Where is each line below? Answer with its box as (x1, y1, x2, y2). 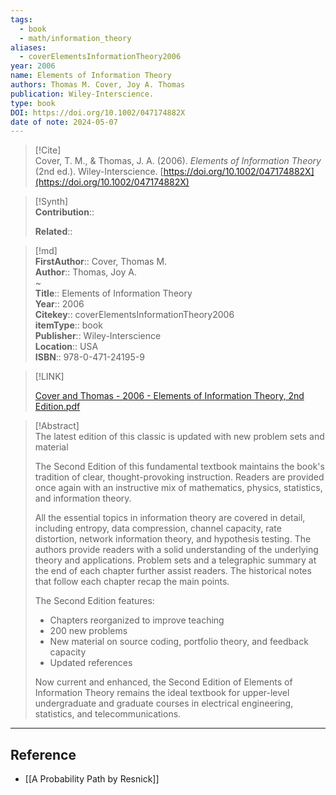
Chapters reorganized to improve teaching (49, 614, 225, 626)
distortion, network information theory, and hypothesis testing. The (34, 533, 312, 545)
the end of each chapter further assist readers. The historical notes (34, 565, 312, 577)
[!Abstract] (34, 420, 80, 432)
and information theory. (34, 492, 132, 505)
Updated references (49, 657, 133, 669)
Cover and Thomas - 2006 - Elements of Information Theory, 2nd (34, 390, 305, 402)
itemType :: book (34, 319, 103, 331)
